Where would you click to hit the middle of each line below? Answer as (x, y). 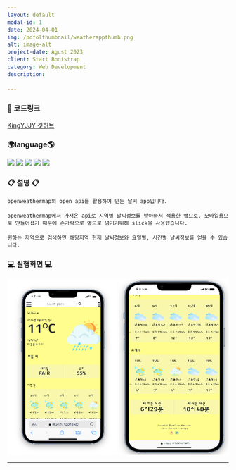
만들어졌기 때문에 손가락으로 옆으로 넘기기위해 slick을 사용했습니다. (101, 223)
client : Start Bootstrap (44, 60)
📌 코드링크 (24, 109)
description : (26, 74)
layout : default (31, 15)
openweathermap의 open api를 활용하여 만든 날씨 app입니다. (87, 202)
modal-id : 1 (25, 22)
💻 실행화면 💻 (30, 264)
